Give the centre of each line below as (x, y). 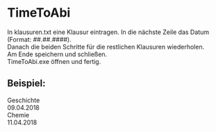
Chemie (18, 115)
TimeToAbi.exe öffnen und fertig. (54, 61)
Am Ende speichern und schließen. (57, 54)
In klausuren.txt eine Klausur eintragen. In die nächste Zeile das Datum (108, 32)
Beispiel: (26, 84)
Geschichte (24, 100)
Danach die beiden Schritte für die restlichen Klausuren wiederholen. (106, 47)
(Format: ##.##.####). (39, 39)
